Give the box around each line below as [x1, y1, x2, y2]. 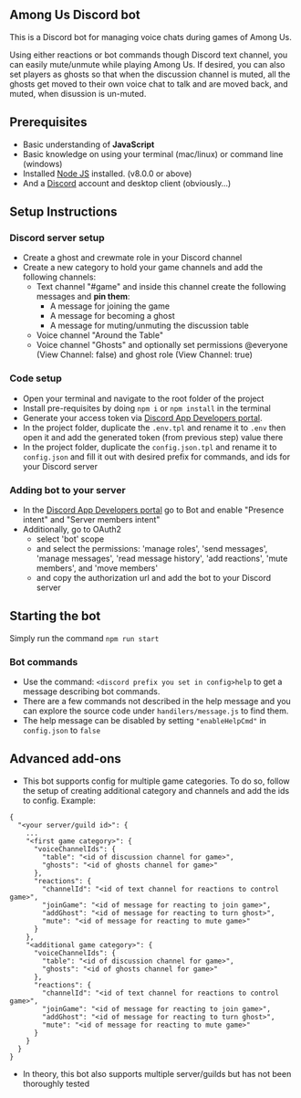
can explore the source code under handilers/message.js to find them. [22, 705, 289, 716]
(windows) [22, 158, 63, 169]
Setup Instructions [9, 205, 118, 220]
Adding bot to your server [9, 483, 126, 496]
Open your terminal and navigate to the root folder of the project [22, 393, 265, 404]
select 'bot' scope [36, 533, 105, 544]
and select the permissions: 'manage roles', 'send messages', [36, 543, 268, 554]
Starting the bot [9, 608, 101, 624]
